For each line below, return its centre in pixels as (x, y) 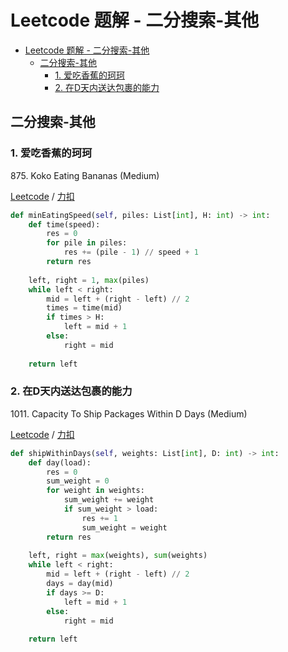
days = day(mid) (80, 584)
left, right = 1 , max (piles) (89, 280)
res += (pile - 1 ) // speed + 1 (131, 252)
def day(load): (60, 462)
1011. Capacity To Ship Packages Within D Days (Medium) (129, 413)
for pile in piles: (87, 243)
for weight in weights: (95, 491)
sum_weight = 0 (78, 481)
